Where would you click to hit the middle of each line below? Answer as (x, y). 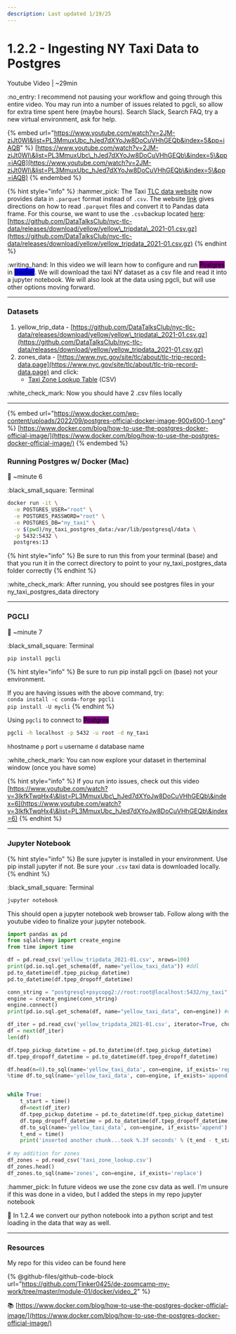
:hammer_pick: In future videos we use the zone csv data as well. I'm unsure (118, 1186)
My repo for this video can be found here (67, 1262)
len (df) (19, 1037)
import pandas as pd (38, 934)
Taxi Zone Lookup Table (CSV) (72, 379)
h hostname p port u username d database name (76, 747)
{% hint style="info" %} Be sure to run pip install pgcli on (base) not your (113, 672)
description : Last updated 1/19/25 (59, 14)
